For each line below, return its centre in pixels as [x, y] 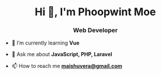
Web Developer [95, 30]
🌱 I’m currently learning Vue [46, 43]
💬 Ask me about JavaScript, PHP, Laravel [62, 54]
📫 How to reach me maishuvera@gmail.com [67, 66]
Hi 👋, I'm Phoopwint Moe [95, 12]
